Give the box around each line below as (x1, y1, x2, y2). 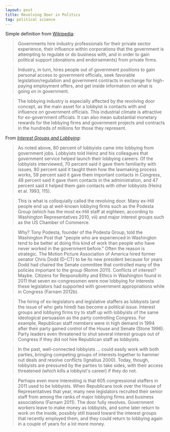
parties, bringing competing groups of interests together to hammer (17, 352, 159, 358)
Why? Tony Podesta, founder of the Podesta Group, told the (17, 229, 143, 235)
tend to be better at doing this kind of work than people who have (17, 240, 155, 246)
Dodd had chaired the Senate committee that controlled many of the (17, 262, 160, 268)
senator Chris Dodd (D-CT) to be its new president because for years (17, 256, 163, 262)
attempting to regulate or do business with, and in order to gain (17, 51, 150, 57)
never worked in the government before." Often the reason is (17, 245, 145, 252)
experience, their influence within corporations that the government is (17, 46, 164, 52)
